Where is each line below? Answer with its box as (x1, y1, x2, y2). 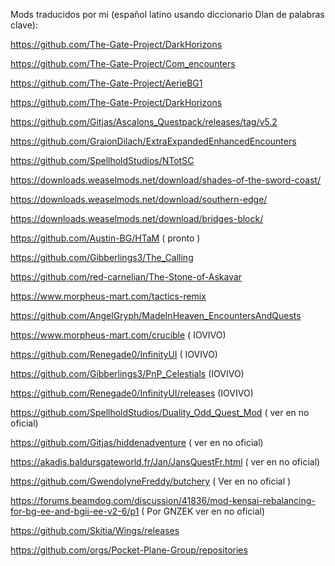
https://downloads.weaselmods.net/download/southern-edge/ (10, 194, 268, 205)
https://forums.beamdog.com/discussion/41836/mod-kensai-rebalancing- (10, 495, 316, 506)
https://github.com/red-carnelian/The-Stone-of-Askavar (10, 271, 243, 283)
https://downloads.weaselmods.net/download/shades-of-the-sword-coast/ (10, 174, 322, 186)
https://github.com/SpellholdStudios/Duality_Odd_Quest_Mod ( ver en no (10, 407, 310, 418)
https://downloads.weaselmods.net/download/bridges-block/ (10, 213, 264, 224)
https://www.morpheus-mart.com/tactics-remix (10, 290, 207, 302)
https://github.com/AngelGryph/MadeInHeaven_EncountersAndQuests (10, 310, 302, 321)
